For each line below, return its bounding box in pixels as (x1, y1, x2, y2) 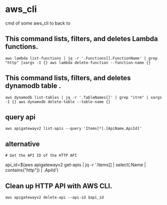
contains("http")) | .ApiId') (5, 167, 59, 173)
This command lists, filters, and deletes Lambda (5, 35, 158, 43)
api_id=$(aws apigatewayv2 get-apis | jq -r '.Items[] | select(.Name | (5, 162, 146, 168)
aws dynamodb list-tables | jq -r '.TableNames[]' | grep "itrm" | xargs (5, 95, 162, 100)
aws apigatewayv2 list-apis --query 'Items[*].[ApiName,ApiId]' (5, 126, 142, 131)
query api (5, 113, 36, 121)
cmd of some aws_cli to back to (5, 20, 71, 26)
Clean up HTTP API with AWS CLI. (5, 181, 112, 190)
